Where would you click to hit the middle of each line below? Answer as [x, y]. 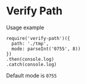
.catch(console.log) [32, 64]
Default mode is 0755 [32, 75]
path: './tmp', [30, 43]
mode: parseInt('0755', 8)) [46, 49]
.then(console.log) [30, 59]
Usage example [25, 27]
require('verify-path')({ [38, 38]
